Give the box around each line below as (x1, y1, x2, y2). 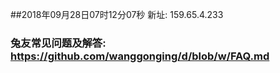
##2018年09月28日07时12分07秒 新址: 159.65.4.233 (10, 9, 224, 20)
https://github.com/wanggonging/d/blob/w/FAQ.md (10, 49, 270, 63)
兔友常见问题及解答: (10, 36, 107, 50)
